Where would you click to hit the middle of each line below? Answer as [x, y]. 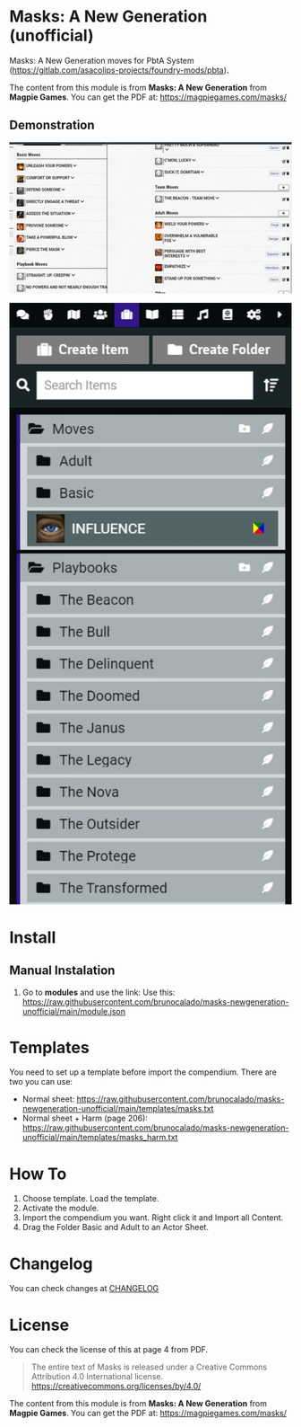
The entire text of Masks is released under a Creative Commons [149, 1367]
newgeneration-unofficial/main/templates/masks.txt [118, 1109]
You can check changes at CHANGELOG [84, 1289]
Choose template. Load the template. [90, 1199]
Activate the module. [60, 1208]
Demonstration [52, 125]
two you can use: [41, 1082]
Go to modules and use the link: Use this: [99, 992]
